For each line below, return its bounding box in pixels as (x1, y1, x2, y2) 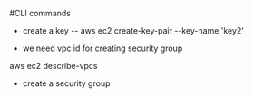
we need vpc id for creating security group (22, 43, 183, 54)
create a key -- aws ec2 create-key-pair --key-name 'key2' (22, 25, 245, 35)
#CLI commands (9, 8, 71, 18)
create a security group (22, 78, 111, 89)
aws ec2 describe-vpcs (9, 61, 98, 71)
